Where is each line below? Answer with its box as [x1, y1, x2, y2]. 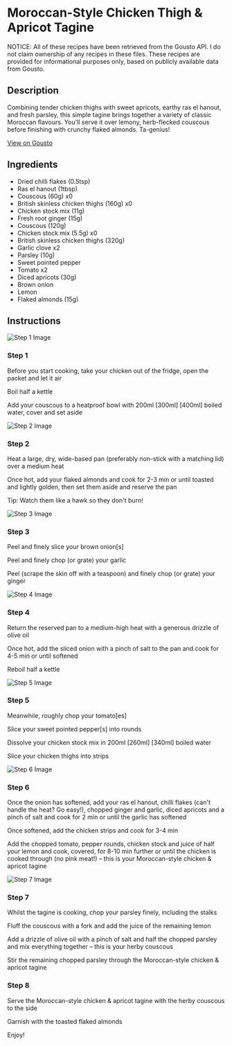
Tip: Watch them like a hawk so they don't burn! [7, 496, 143, 504]
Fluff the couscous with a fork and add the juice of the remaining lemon [7, 922, 211, 930]
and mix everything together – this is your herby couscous [7, 943, 173, 951]
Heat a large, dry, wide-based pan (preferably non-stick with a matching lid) [7, 454, 224, 462]
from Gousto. [7, 64, 45, 73]
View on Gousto [7, 139, 53, 147]
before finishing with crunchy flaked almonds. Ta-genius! [7, 125, 170, 133]
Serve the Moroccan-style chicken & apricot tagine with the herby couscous [7, 996, 225, 1004]
